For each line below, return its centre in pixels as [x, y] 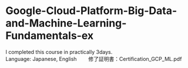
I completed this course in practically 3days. [59, 52]
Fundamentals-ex [50, 36]
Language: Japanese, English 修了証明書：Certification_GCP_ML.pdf [94, 59]
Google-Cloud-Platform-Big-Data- [91, 11]
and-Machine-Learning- [66, 23]
